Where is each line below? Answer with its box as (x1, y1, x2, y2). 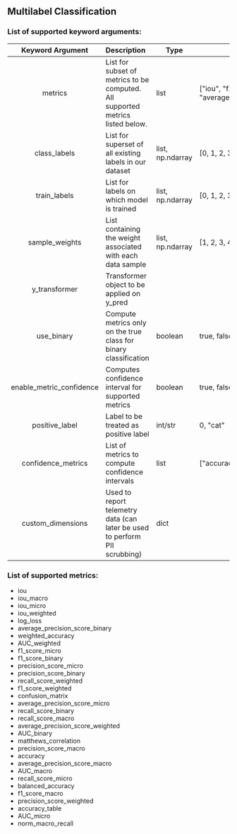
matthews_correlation (17, 736, 81, 745)
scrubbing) (105, 549, 142, 559)
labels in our (105, 157, 147, 167)
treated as (105, 420, 140, 430)
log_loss (17, 616, 42, 625)
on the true (105, 327, 142, 336)
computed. (105, 83, 142, 93)
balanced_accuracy (17, 781, 75, 790)
